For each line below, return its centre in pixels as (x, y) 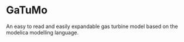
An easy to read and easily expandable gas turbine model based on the (92, 26)
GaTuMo (27, 10)
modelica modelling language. (42, 32)
